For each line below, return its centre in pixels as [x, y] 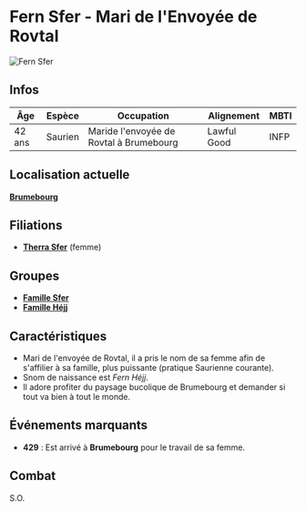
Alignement [234, 116]
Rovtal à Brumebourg [133, 142]
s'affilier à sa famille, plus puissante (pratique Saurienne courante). [148, 368]
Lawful [222, 131]
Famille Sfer [46, 298]
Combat [33, 476]
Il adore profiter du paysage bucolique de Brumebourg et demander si [154, 387]
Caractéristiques [58, 336]
